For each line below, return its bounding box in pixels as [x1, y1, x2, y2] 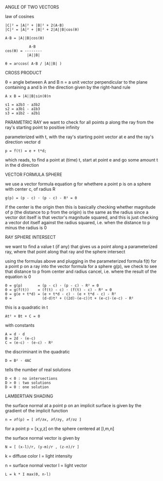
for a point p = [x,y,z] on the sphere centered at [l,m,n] [5, 426, 114, 431]
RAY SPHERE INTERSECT [5, 234, 56, 240]
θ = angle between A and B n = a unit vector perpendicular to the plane [5, 79, 148, 85]
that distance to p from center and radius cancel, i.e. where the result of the [5, 268, 157, 274]
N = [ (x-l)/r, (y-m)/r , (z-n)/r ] [5, 445, 79, 449]
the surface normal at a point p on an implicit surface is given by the [5, 403, 142, 408]
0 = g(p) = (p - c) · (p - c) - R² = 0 [5, 283, 99, 288]
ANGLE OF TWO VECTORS [5, 4, 59, 10]
